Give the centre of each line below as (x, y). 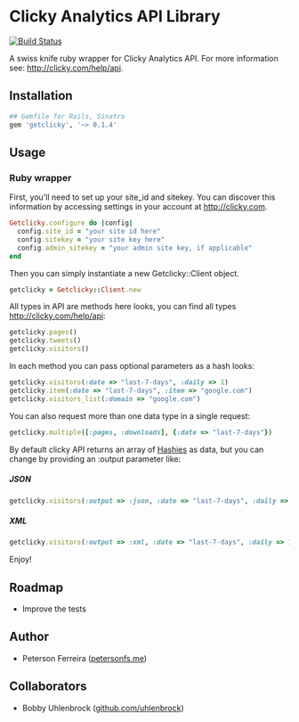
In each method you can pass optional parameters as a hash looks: (132, 366)
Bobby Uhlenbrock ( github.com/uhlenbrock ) (103, 708)
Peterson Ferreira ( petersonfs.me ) (85, 658)
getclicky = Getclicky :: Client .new (75, 290)
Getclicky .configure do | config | (71, 223)
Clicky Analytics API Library (115, 16)
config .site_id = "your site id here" (89, 232)
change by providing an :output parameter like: (95, 459)
